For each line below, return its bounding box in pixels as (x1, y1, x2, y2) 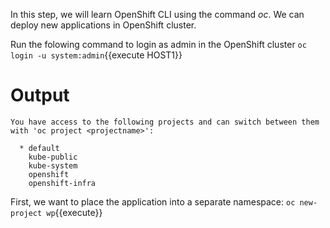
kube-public (28, 152, 78, 162)
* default (19, 143, 60, 153)
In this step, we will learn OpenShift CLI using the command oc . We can (10, 9, 305, 20)
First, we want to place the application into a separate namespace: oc (10, 195, 296, 208)
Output (10, 84, 70, 107)
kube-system (28, 160, 78, 171)
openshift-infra (28, 178, 97, 188)
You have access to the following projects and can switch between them (10, 117, 320, 127)
